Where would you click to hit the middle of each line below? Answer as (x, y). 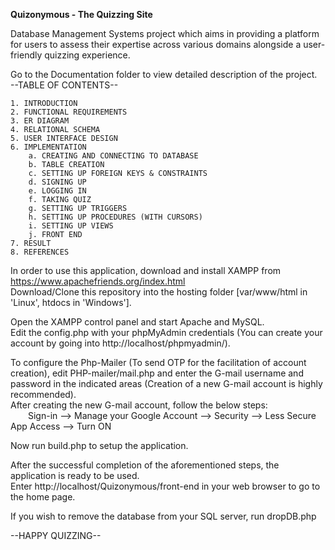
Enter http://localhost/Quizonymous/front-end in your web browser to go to (165, 486)
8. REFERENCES (40, 252)
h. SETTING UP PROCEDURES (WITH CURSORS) (115, 217)
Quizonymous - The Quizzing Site (81, 14)
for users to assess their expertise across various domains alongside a (156, 44)
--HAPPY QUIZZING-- (56, 535)
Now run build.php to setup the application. (99, 445)
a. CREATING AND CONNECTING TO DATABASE (113, 156)
